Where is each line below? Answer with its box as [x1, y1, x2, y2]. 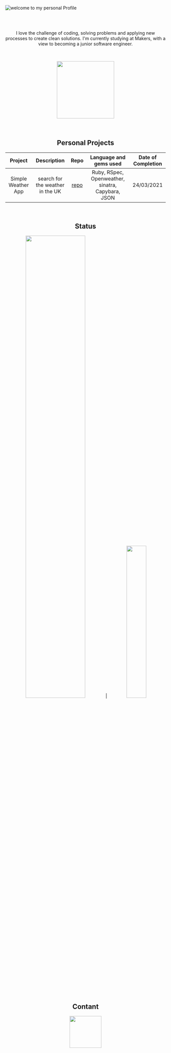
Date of [138, 153, 157, 160]
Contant [72, 1002, 99, 1011]
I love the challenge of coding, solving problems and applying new [16, 30, 155, 36]
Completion [133, 160, 162, 167]
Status [74, 222, 97, 231]
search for [38, 175, 63, 182]
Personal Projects [56, 139, 115, 147]
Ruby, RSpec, [92, 169, 124, 176]
